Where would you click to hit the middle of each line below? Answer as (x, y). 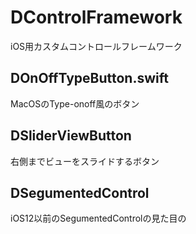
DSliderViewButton (71, 136)
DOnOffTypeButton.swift (89, 78)
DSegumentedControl (80, 192)
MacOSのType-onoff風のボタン (75, 103)
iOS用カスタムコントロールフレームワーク (96, 46)
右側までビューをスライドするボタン (85, 161)
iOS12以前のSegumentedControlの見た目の (98, 218)
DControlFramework (96, 17)
